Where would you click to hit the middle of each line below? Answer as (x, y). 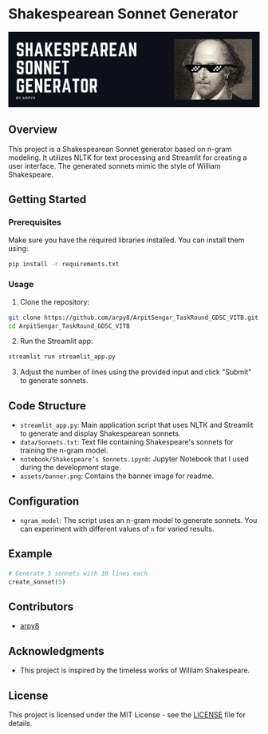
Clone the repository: (55, 301)
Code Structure (47, 406)
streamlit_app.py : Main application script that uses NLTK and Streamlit (136, 425)
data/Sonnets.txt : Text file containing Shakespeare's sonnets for (126, 442)
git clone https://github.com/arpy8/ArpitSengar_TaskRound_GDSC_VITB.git (134, 317)
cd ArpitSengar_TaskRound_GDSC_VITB (69, 326)
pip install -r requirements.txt (64, 264)
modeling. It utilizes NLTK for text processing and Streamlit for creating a (128, 158)
